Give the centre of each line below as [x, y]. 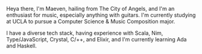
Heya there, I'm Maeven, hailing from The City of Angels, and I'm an [90, 9]
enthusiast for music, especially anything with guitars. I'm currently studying [101, 15]
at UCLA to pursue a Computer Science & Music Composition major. [91, 21]
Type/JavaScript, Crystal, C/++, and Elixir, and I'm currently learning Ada [96, 39]
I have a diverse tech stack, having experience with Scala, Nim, [85, 33]
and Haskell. [22, 46]
